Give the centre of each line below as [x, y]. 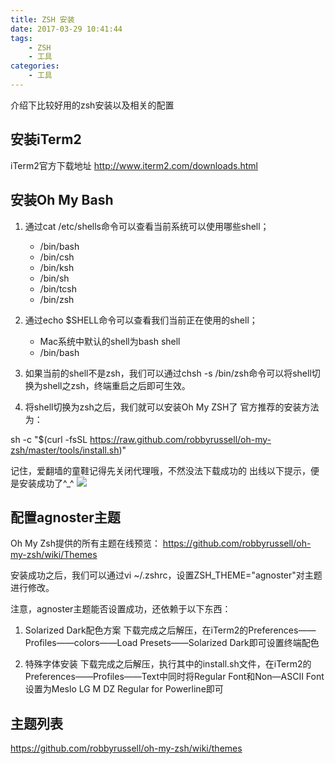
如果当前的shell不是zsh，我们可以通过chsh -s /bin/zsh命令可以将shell [168, 373]
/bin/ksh [57, 267]
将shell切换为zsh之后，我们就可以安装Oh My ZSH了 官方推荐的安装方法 [172, 407]
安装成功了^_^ [46, 483]
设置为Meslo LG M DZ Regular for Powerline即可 [124, 689]
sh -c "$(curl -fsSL [49, 439]
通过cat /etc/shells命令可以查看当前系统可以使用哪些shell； [147, 226]
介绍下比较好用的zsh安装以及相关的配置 [92, 105]
